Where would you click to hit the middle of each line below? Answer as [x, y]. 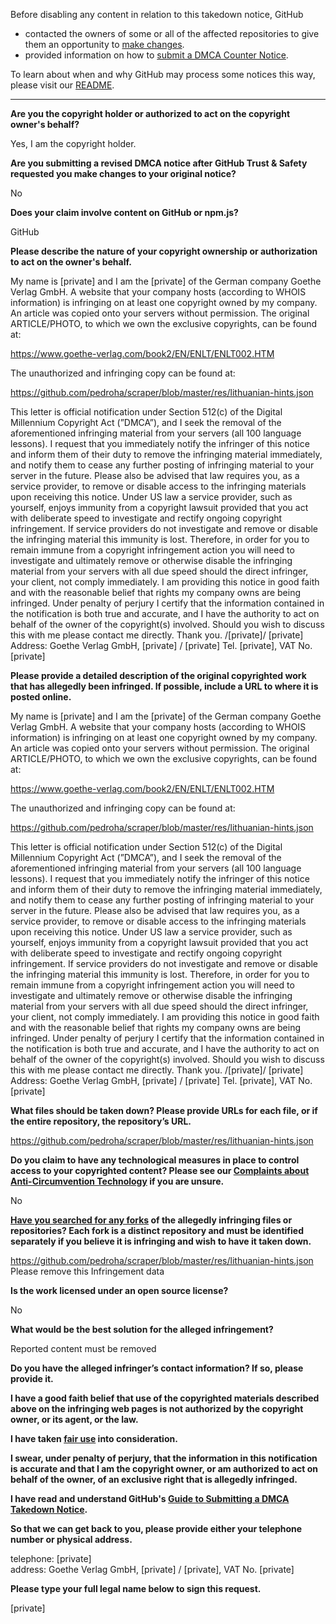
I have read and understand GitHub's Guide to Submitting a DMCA [150, 1498]
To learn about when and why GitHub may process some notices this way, [163, 74]
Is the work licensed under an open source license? [119, 1290]
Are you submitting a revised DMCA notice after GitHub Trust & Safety [159, 163]
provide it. [32, 1378]
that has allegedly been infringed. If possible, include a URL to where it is [164, 686]
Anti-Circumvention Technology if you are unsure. [117, 1181]
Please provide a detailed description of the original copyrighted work [158, 675]
